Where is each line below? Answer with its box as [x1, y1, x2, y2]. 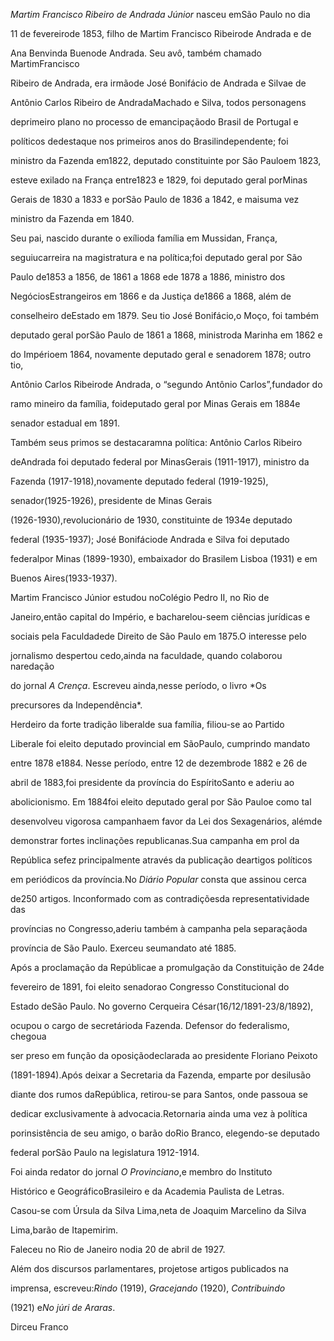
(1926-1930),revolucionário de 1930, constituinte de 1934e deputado [10, 514, 293, 526]
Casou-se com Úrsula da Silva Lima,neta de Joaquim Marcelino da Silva [10, 1205, 307, 1216]
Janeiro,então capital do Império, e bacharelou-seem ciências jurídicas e [10, 611, 311, 623]
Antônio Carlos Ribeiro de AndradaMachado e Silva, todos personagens [10, 97, 307, 108]
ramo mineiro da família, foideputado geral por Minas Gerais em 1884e [10, 398, 301, 409]
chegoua [10, 1030, 47, 1042]
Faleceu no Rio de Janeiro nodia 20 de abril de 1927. [10, 1244, 226, 1255]
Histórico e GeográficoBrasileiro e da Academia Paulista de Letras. [10, 1185, 285, 1197]
